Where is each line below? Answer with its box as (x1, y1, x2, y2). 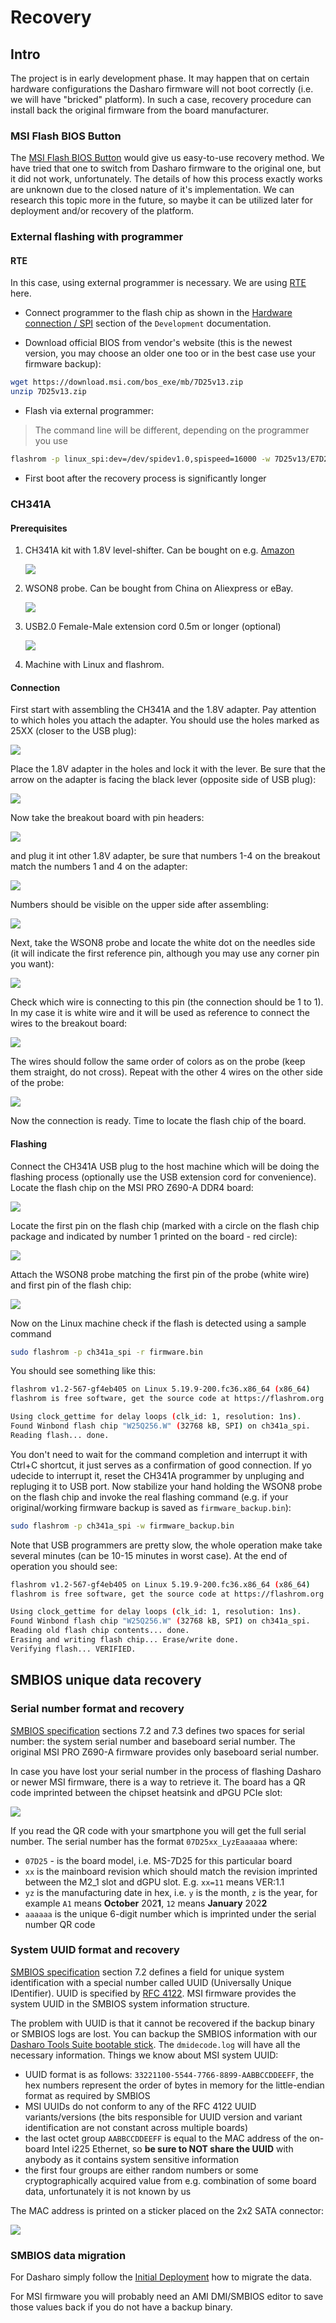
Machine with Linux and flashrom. (24, 659, 165, 671)
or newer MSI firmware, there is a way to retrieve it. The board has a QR (10, 1776, 306, 1788)
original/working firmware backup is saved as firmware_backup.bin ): (10, 1501, 292, 1513)
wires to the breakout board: (10, 1017, 128, 1030)
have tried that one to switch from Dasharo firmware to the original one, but (10, 162, 322, 175)
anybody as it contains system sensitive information (24, 2153, 240, 2165)
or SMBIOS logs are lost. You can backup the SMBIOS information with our (10, 2027, 318, 2040)
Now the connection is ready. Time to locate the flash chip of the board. (10, 1115, 307, 1127)
